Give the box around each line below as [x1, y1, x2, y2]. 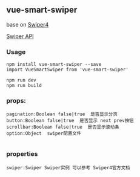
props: [6, 97, 26, 105]
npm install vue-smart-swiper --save [6, 62, 102, 68]
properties [6, 150, 38, 158]
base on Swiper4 [6, 21, 49, 28]
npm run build [6, 83, 42, 89]
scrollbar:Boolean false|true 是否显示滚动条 [6, 124, 119, 130]
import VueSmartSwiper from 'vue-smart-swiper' [6, 66, 129, 73]
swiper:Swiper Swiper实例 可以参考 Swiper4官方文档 [6, 164, 130, 171]
